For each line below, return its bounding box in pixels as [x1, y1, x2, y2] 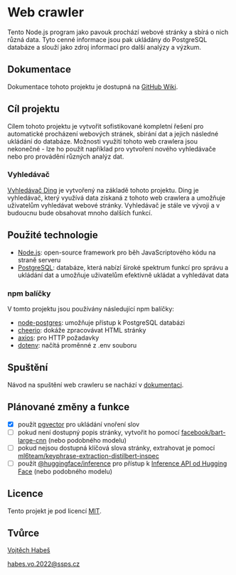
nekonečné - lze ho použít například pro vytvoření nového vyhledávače [7, 144, 216, 153]
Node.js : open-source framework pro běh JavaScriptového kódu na [17, 248, 216, 257]
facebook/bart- [181, 428, 226, 436]
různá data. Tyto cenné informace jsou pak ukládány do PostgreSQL [7, 35, 208, 43]
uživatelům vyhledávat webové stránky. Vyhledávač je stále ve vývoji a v [7, 200, 220, 210]
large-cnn [17, 436, 47, 444]
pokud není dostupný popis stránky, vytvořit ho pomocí [17, 428, 180, 436]
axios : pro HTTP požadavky [17, 333, 100, 342]
